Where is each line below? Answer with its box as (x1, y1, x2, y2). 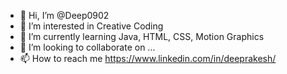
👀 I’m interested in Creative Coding (19, 20, 164, 32)
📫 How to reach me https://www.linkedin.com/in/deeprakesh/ (19, 53, 277, 64)
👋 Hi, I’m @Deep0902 (19, 10, 110, 21)
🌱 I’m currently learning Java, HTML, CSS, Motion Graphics (19, 31, 265, 42)
